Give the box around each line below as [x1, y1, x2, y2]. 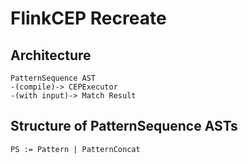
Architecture [10, 47, 92, 64]
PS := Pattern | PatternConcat [10, 144, 141, 154]
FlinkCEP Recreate [10, 7, 167, 30]
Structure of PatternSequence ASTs [10, 118, 238, 135]
